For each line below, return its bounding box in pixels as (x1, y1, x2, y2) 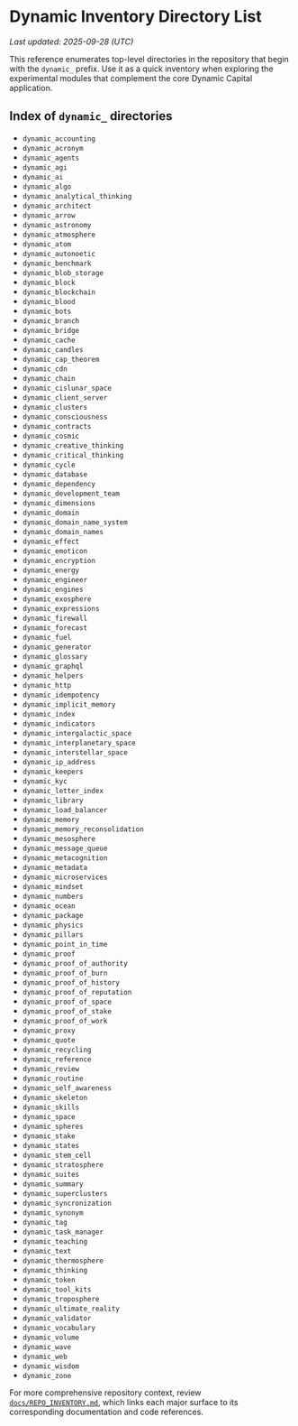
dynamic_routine (22, 1074, 84, 1083)
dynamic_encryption (22, 556, 96, 565)
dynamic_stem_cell (22, 1151, 92, 1160)
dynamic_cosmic (22, 431, 80, 440)
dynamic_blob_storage (22, 268, 104, 277)
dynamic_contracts (22, 421, 92, 431)
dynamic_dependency (22, 479, 96, 488)
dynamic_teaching (22, 1236, 88, 1246)
